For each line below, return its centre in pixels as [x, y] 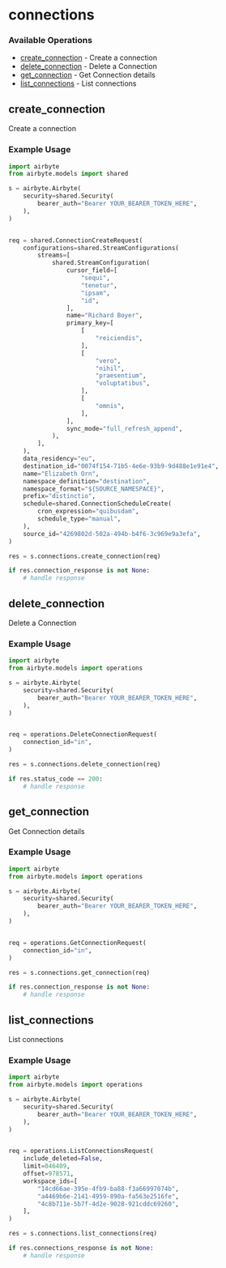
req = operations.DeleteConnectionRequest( [83, 734]
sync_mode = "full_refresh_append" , [124, 428]
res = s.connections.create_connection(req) [85, 556]
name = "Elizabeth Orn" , [61, 474]
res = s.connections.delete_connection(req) [85, 764]
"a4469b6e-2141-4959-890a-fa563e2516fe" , [109, 1196]
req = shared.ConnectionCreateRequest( [76, 240]
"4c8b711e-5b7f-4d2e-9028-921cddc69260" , [109, 1204]
